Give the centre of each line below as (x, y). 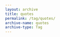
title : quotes (20, 14)
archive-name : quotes (27, 23)
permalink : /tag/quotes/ (30, 18)
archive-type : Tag (24, 27)
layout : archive (21, 9)
